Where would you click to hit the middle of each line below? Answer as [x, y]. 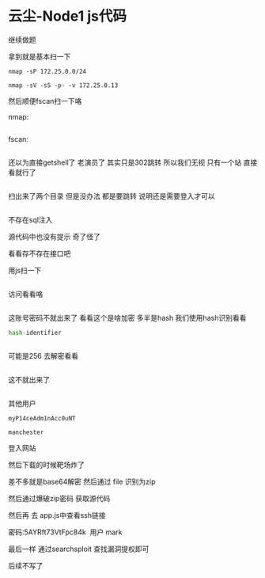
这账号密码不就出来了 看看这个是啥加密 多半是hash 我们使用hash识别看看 [127, 318]
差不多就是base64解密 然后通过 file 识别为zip [82, 481]
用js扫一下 [25, 270]
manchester [26, 432]
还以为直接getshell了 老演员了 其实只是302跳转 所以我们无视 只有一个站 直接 [133, 162]
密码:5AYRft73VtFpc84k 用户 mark [65, 532]
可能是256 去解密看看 [44, 356]
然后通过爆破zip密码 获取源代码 [59, 498]
